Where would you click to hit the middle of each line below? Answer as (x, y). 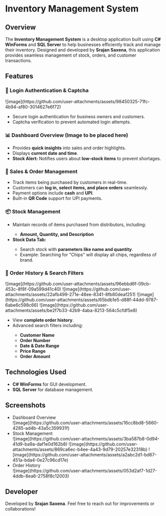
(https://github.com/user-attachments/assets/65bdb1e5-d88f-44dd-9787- (82, 300)
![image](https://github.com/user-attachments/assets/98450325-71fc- (78, 101)
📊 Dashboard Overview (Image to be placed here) (67, 135)
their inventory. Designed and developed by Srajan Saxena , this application (83, 50)
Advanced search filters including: (48, 325)
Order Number (35, 340)
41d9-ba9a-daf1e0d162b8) (40, 444)
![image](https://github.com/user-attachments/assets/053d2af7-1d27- (85, 470)
